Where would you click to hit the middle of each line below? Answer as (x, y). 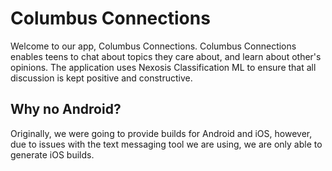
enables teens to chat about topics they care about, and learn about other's (166, 56)
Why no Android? (66, 109)
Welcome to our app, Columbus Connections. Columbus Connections (153, 46)
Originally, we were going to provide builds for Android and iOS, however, (161, 133)
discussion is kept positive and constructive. (101, 78)
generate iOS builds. (52, 154)
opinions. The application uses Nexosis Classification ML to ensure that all (163, 67)
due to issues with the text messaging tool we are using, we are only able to (166, 144)
